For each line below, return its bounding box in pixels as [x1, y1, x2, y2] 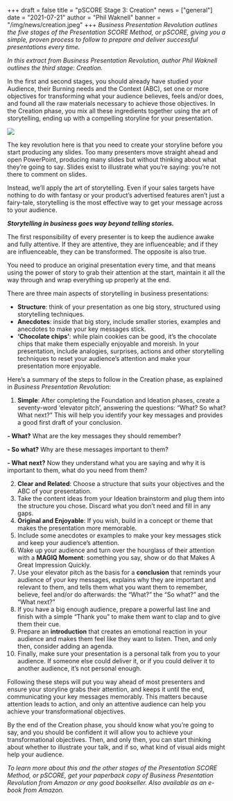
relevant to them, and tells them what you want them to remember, [17, 583, 207, 591]
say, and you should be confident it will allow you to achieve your [7, 728, 193, 736]
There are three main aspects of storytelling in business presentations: [7, 289, 209, 298]
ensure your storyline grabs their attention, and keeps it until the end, [7, 685, 205, 693]
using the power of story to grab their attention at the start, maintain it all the [7, 268, 225, 277]
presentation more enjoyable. [17, 362, 102, 370]
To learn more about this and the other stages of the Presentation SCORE [7, 764, 218, 772]
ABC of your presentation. [17, 487, 92, 495]
